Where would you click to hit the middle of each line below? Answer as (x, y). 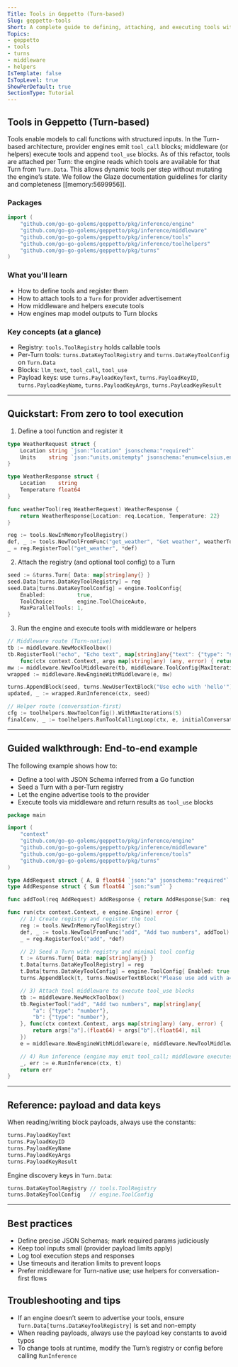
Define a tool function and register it (70, 431)
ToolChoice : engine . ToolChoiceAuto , (84, 601)
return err (36, 1069)
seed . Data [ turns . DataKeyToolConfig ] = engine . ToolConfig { (95, 588)
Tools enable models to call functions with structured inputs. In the (104, 138)
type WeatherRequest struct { (52, 444)
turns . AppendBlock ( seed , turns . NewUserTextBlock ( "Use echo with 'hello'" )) (121, 687)
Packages (25, 202)
